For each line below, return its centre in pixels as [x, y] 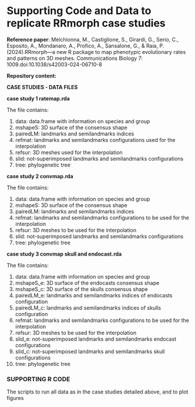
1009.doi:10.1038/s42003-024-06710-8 [54, 64]
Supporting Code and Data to [79, 11]
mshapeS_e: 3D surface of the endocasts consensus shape [87, 283]
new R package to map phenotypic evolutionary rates [121, 52]
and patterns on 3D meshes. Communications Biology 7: [75, 58]
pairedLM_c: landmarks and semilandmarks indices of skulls [88, 308]
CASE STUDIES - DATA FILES [42, 87]
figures [15, 398]
